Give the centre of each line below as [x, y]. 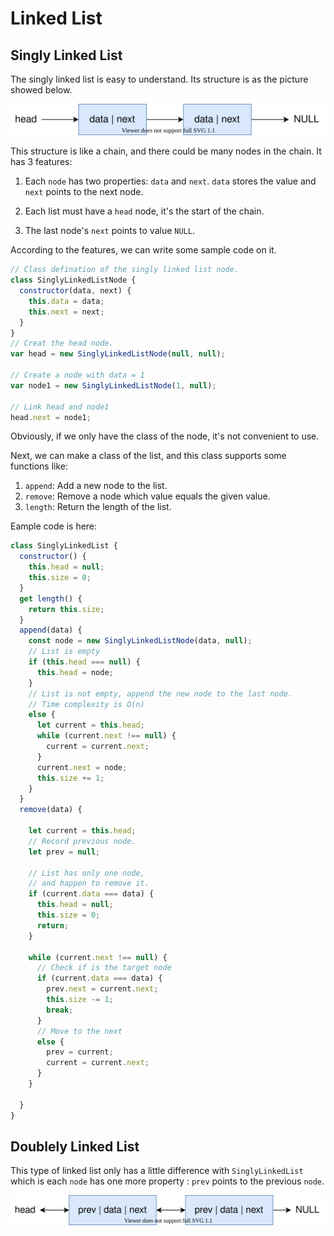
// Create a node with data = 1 [77, 375]
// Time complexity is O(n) [86, 704]
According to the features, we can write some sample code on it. [143, 250]
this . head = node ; [75, 672]
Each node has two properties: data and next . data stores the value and [170, 181]
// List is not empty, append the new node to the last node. [160, 693]
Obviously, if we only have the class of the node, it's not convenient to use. [165, 436]
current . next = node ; [82, 767]
